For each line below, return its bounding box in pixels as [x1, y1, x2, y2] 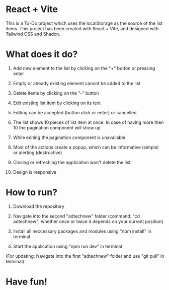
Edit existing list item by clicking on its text [13, 100, 101, 106]
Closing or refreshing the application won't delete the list [13, 159, 131, 165]
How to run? [6, 187, 57, 198]
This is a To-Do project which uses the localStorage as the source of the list [6, 20, 163, 26]
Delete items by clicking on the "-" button [13, 90, 100, 96]
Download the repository [13, 203, 65, 209]
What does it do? [6, 49, 78, 60]
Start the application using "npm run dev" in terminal [13, 243, 122, 249]
